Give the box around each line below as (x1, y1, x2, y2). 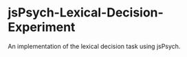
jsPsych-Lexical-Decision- (8, 5, 164, 21)
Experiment (8, 19, 76, 35)
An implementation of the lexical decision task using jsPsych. (8, 42, 181, 50)
